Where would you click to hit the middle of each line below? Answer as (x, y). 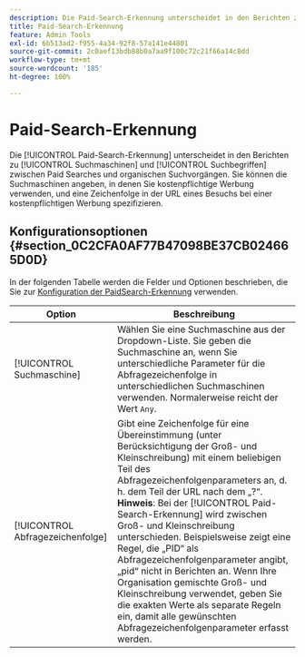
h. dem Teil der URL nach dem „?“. (190, 491)
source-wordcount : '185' (56, 69)
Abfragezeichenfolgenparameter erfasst (203, 627)
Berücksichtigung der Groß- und (187, 446)
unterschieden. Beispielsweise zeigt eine (204, 536)
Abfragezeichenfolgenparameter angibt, (203, 559)
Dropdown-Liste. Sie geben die (184, 340)
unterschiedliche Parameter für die (192, 363)
